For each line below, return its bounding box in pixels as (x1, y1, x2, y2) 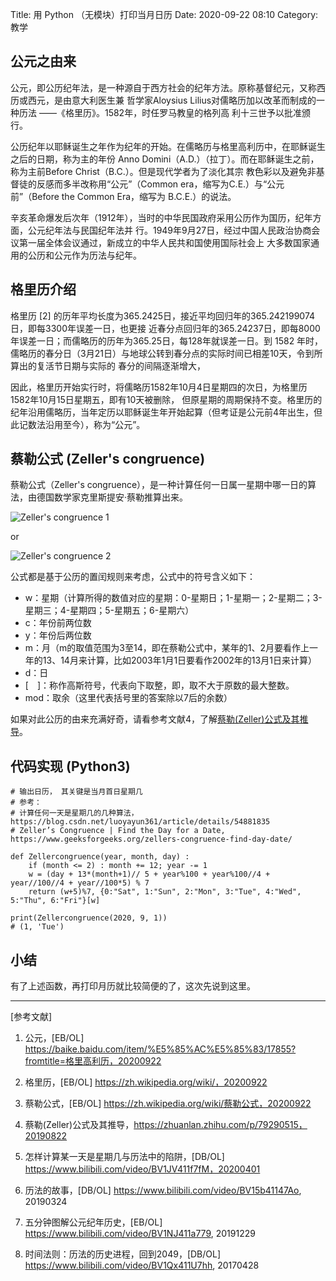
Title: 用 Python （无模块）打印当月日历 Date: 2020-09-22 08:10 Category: (10, 9, 319, 20)
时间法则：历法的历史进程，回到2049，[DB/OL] (24, 1248, 222, 1260)
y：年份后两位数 (24, 629, 92, 642)
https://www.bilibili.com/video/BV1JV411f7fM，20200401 (24, 1163, 261, 1175)
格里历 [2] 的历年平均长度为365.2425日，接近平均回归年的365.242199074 (10, 309, 316, 322)
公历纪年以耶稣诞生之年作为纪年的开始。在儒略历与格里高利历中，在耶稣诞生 (10, 140, 326, 152)
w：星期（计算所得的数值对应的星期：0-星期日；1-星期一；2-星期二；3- (24, 592, 323, 604)
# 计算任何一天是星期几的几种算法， (10, 808, 139, 818)
